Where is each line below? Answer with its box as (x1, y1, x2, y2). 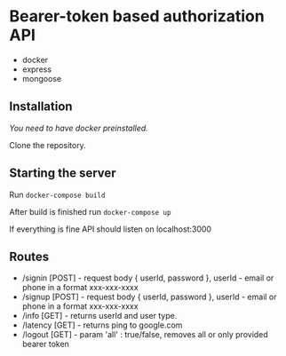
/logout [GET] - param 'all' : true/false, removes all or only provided (21, 329, 268, 340)
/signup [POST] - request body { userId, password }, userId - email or (21, 291, 277, 303)
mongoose (21, 73, 62, 83)
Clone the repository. (9, 139, 86, 150)
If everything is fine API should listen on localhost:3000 (9, 224, 211, 234)
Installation (9, 99, 73, 115)
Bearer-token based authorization (9, 6, 265, 27)
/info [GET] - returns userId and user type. (21, 311, 178, 321)
